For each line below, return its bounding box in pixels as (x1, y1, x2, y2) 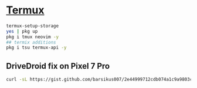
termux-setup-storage (6, 23, 59, 29)
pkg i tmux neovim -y (6, 33, 59, 40)
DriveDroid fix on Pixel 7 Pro (6, 61, 110, 71)
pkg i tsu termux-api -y (6, 45, 67, 50)
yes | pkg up (6, 28, 38, 34)
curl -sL (6, 77, 28, 83)
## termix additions (6, 39, 57, 45)
